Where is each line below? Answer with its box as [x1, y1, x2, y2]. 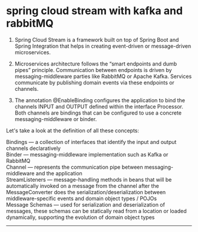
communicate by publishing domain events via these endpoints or [14, 79, 175, 86]
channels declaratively [6, 145, 61, 152]
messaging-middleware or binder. [14, 115, 97, 122]
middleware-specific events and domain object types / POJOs [6, 195, 157, 202]
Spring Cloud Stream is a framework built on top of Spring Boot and [14, 36, 179, 43]
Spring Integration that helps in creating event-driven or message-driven [14, 43, 192, 50]
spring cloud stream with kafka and [6, 4, 183, 18]
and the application [35, 169, 82, 177]
